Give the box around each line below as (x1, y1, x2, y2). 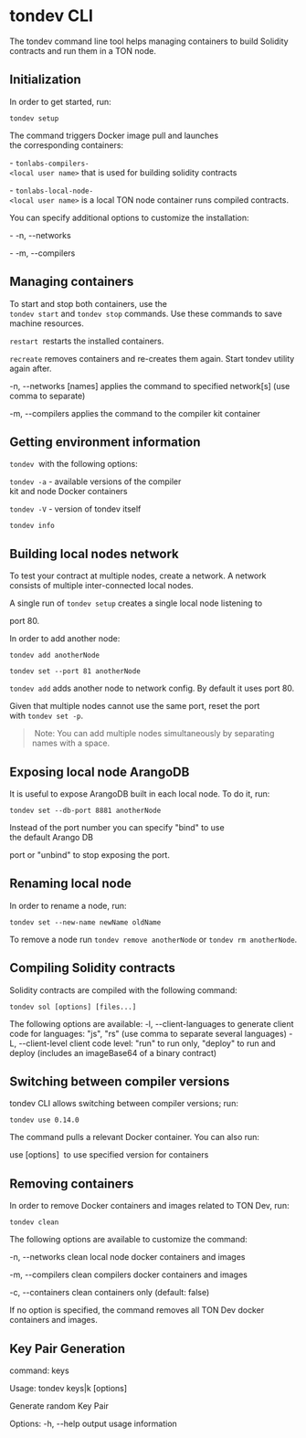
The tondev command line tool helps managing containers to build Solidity (9, 36, 290, 47)
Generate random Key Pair (9, 1401, 110, 1412)
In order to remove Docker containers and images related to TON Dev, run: (9, 1200, 290, 1211)
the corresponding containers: (9, 139, 124, 151)
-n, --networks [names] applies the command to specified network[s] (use (9, 380, 290, 391)
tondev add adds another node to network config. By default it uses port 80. (9, 682, 295, 694)
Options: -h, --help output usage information (9, 1418, 178, 1430)
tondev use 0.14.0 (9, 1116, 79, 1125)
